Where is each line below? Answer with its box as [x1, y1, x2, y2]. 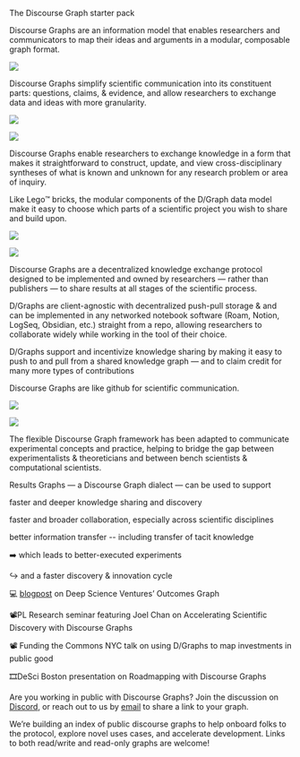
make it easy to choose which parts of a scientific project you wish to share [9, 203, 288, 214]
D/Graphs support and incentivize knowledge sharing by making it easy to [9, 347, 282, 357]
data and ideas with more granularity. [9, 98, 147, 108]
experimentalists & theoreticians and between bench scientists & [9, 452, 248, 463]
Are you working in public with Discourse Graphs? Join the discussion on [9, 692, 279, 702]
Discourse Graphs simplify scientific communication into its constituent [9, 78, 272, 89]
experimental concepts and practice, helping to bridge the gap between [9, 443, 275, 453]
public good [9, 653, 54, 664]
